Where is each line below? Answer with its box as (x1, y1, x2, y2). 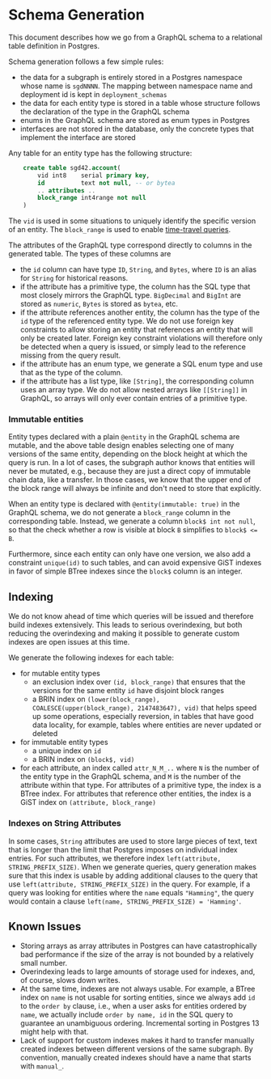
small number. (19, 958, 68, 968)
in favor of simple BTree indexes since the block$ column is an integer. (8, 566, 243, 576)
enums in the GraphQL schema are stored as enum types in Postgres (19, 115, 251, 125)
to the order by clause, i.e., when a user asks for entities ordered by (19, 1001, 247, 1011)
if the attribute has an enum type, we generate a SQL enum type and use (19, 359, 263, 369)
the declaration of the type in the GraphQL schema (19, 107, 190, 116)
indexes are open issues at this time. (8, 637, 130, 647)
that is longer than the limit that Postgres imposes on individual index (8, 844, 239, 854)
